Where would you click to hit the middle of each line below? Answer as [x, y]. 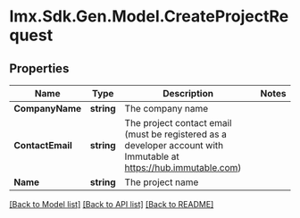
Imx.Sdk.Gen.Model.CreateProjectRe [149, 17]
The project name [162, 182]
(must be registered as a [176, 134]
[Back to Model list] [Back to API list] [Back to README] [112, 204]
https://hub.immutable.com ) [183, 168]
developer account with [174, 145]
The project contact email [178, 123]
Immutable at [152, 156]
